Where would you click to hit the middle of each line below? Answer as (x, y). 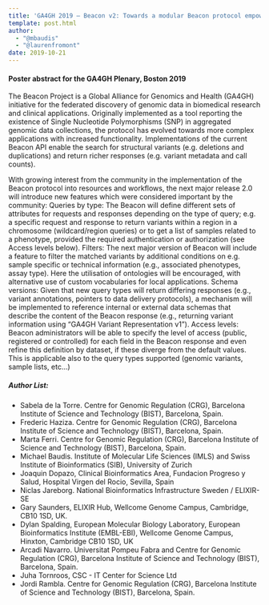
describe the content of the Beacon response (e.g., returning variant (121, 316)
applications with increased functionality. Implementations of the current (128, 139)
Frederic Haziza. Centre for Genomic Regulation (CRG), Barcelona (128, 423)
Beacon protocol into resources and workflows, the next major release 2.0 (130, 188)
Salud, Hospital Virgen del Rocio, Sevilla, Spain (97, 482)
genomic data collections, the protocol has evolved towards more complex (131, 130)
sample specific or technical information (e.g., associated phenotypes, (124, 265)
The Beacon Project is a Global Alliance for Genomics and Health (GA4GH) (131, 96)
